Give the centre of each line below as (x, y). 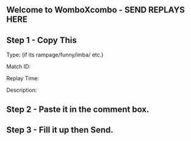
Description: (22, 90)
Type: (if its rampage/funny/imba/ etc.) (55, 55)
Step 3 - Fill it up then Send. (60, 130)
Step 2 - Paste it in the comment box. (78, 109)
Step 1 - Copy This (42, 40)
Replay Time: (23, 78)
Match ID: (19, 67)
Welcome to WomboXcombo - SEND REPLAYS (95, 10)
